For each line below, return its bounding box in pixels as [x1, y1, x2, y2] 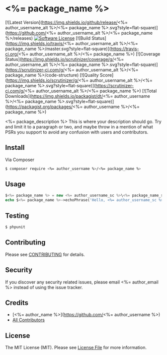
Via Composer [5, 157, 35, 163]
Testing [5, 211, 29, 220]
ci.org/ [5, 51, 19, 57]
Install [5, 143, 25, 152]
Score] [99, 72, 114, 78]
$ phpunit [5, 225, 26, 230]
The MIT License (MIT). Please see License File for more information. [5, 345, 147, 351]
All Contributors [12, 317, 45, 323]
